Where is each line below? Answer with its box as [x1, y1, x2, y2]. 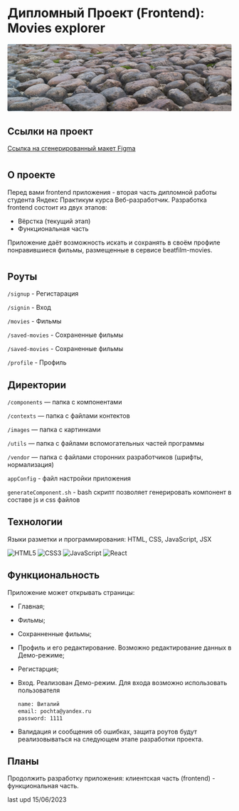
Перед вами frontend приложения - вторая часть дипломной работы [7, 188, 217, 196]
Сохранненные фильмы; [17, 629, 92, 638]
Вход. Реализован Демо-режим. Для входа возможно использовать [17, 678, 228, 687]
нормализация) [7, 460, 55, 468]
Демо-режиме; [17, 650, 65, 659]
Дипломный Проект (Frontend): [7, 5, 205, 21]
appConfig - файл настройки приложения [7, 474, 132, 483]
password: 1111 [17, 714, 63, 722]
